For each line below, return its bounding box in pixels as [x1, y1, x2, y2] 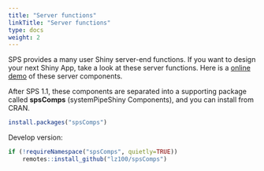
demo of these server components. [8, 71, 123, 81]
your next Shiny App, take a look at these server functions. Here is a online [8, 64, 251, 73]
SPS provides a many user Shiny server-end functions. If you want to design [8, 55, 256, 64]
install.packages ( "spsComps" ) [8, 118, 108, 126]
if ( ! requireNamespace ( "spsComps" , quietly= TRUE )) [8, 148, 178, 156]
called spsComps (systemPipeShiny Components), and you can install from [8, 95, 255, 104]
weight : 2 [8, 33, 41, 42]
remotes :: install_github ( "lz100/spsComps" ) [22, 155, 168, 163]
